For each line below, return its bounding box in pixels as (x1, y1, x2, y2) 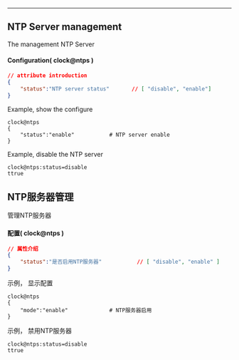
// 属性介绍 (7, 245, 39, 252)
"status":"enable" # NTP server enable (20, 131, 171, 138)
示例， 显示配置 (7, 279, 53, 287)
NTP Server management (7, 21, 122, 33)
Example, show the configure (7, 105, 93, 113)
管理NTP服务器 (7, 211, 52, 220)
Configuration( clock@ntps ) (7, 56, 94, 65)
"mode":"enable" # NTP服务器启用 (20, 307, 152, 314)
